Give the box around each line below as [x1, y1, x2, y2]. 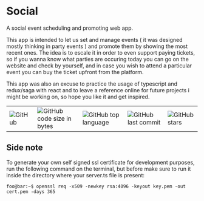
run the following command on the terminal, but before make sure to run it [6, 165, 191, 172]
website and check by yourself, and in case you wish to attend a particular [6, 62, 192, 69]
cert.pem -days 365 [6, 188, 56, 195]
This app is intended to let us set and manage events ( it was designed [6, 36, 183, 43]
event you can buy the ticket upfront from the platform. [6, 68, 144, 75]
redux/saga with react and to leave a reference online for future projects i [6, 86, 190, 94]
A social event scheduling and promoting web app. [6, 24, 134, 32]
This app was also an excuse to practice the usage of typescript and [6, 80, 178, 87]
